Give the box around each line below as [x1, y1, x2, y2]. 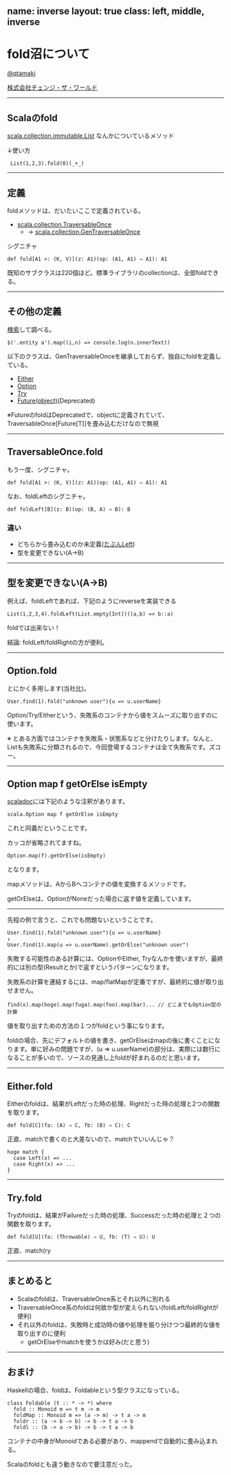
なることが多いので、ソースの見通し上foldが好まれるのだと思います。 [7, 1054, 204, 1062]
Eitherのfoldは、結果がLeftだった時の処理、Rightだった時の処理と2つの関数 [7, 1099, 220, 1108]
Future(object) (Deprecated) [16, 396, 96, 405]
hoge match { [7, 1149, 45, 1156]
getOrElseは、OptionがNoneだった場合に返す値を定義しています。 [7, 895, 195, 903]
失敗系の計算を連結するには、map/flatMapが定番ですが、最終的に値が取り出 [7, 978, 224, 986]
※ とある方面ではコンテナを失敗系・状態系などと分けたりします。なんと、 [7, 734, 217, 742]
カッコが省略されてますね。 [7, 839, 85, 847]
